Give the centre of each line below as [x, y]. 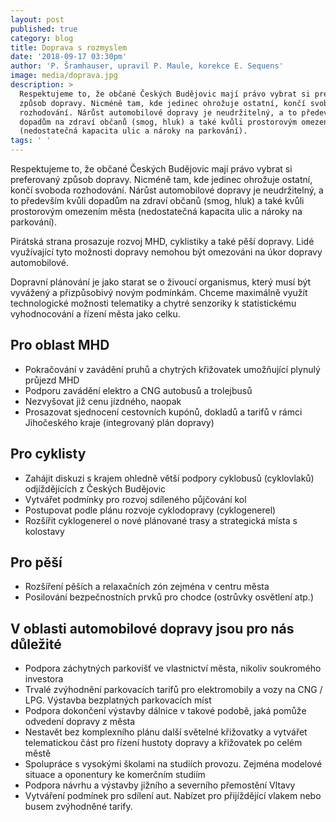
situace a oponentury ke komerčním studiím [115, 775]
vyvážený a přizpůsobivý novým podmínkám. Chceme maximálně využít [159, 292]
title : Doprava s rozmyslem [69, 47]
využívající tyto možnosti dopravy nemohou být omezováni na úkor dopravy [166, 252]
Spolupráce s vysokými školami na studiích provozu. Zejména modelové [173, 764]
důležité [36, 644]
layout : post [37, 19]
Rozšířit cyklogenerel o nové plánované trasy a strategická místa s [161, 520]
